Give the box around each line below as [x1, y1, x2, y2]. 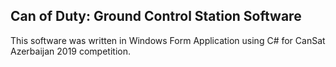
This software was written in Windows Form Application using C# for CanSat [10, 34, 326, 46]
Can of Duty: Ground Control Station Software [10, 8, 302, 25]
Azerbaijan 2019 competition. [10, 45, 131, 57]
